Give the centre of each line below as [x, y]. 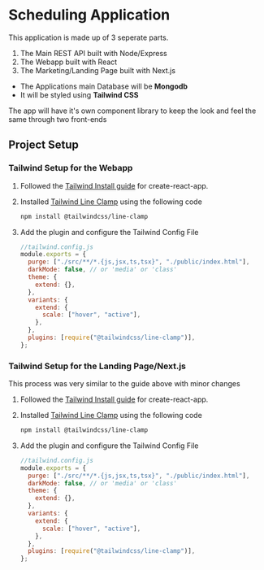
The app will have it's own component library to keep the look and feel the [132, 111]
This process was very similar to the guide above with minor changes [125, 384]
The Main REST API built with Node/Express [94, 53]
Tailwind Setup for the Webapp [71, 168]
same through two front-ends [58, 119]
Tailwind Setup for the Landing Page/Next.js [97, 366]
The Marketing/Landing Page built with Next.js [98, 70]
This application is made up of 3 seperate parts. [89, 37]
